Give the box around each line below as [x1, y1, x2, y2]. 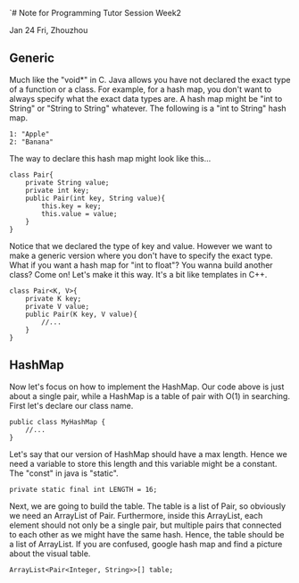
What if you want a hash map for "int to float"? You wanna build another [9, 259, 274, 271]
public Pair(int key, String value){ [25, 194, 166, 203]
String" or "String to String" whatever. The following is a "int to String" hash [9, 103, 287, 113]
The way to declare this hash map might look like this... [9, 153, 212, 163]
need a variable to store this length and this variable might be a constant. [9, 458, 278, 469]
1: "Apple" [9, 129, 50, 138]
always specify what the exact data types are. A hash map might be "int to [9, 93, 283, 104]
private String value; [25, 178, 110, 187]
